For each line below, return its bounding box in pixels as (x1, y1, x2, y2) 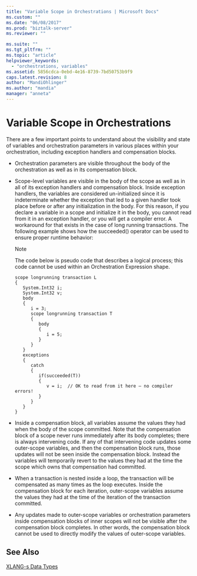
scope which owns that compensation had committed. (14, 463, 146, 470)
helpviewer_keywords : (6, 57, 59, 64)
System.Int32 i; (22, 285, 63, 291)
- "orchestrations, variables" (11, 63, 88, 69)
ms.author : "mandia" (6, 85, 57, 92)
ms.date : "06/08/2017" (6, 19, 62, 25)
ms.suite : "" (6, 41, 38, 47)
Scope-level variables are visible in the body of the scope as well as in (14, 177, 185, 184)
